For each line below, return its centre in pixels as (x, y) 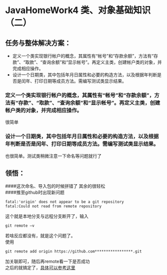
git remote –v (20, 226)
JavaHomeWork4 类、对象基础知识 (78, 10)
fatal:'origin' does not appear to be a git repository (64, 202)
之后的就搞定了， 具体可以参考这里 (40, 268)
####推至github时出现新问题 (35, 192)
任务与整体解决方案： (38, 43)
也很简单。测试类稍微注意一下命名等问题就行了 (53, 156)
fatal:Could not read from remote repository (53, 206)
